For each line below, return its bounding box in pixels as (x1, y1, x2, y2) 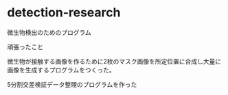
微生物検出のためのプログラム (7, 28, 91, 36)
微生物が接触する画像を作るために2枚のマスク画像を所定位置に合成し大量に (7, 57, 222, 66)
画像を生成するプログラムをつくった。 (7, 66, 115, 74)
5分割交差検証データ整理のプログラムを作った (7, 80, 137, 88)
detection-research (7, 5, 121, 21)
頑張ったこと (7, 42, 43, 51)
